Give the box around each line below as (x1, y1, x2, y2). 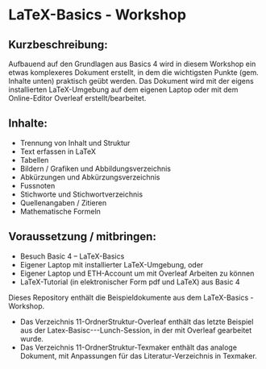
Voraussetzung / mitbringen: (8, 230, 157, 243)
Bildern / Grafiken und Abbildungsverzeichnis (19, 164, 172, 173)
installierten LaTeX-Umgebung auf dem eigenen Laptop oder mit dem (8, 85, 239, 94)
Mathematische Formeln (19, 206, 101, 216)
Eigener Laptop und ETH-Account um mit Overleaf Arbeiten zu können (19, 268, 255, 278)
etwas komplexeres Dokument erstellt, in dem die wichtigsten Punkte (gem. (8, 68, 260, 77)
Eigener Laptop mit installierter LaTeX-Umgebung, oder (19, 259, 204, 269)
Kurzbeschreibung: (8, 38, 108, 52)
